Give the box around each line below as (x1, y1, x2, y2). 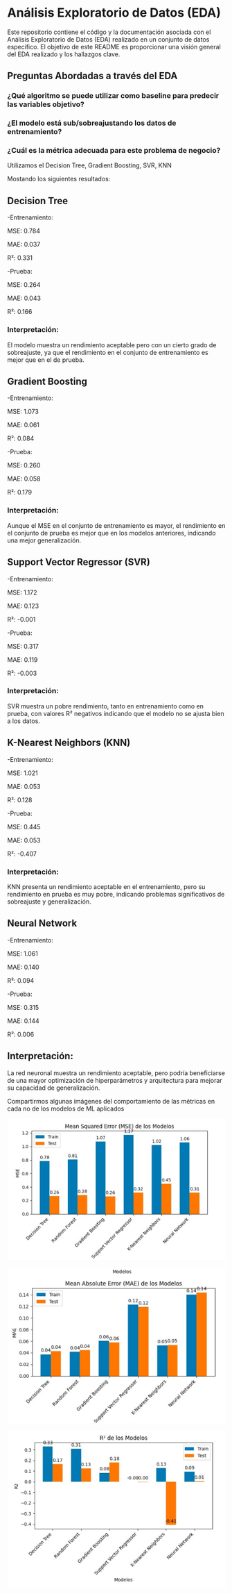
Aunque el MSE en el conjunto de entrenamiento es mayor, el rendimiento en (7, 521, 226, 529)
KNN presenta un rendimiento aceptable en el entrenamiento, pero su (7, 882, 206, 890)
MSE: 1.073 (7, 408, 39, 416)
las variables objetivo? (7, 99, 84, 109)
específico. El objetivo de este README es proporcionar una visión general (7, 42, 222, 51)
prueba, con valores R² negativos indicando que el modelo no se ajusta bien (7, 709, 224, 717)
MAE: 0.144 (7, 1016, 39, 1025)
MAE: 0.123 (7, 601, 39, 610)
